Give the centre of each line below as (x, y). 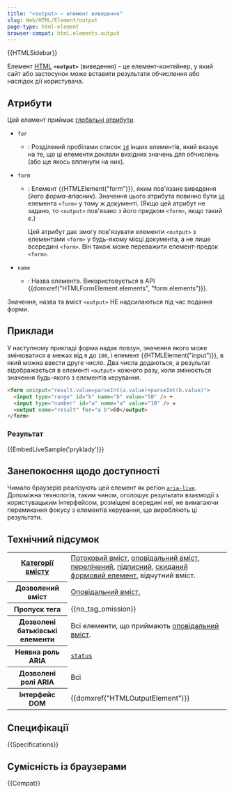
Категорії (37, 563)
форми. (18, 309)
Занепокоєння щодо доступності (84, 471)
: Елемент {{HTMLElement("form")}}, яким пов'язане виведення (122, 189)
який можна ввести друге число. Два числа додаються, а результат (109, 362)
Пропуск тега (37, 609)
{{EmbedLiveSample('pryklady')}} (56, 449)
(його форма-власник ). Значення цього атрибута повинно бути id (126, 196)
